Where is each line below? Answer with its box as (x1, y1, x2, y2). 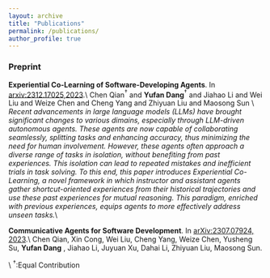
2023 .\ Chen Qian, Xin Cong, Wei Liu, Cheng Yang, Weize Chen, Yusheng (8, 234, 253, 244)
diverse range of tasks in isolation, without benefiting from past (8, 150, 221, 160)
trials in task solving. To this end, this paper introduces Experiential (8, 167, 233, 177)
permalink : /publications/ (8, 27, 99, 35)
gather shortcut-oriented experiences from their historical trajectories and (8, 184, 256, 195)
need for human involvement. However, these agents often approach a (8, 141, 245, 151)
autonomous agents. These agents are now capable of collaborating (8, 124, 238, 134)
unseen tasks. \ (8, 210, 58, 220)
